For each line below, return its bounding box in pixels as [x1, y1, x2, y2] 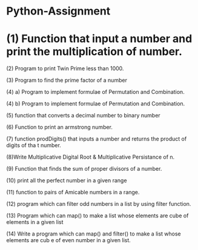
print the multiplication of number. [6, 45, 183, 59]
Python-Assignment [6, 4, 111, 18]
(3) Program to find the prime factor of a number [6, 77, 127, 84]
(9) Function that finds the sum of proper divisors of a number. [6, 165, 162, 173]
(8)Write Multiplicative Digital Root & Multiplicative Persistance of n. [6, 153, 175, 161]
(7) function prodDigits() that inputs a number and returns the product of [6, 135, 187, 143]
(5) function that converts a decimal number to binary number [6, 112, 160, 119]
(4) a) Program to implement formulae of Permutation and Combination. [6, 88, 185, 96]
